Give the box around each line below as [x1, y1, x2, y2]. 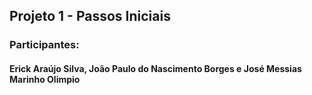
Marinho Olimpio [9, 73, 81, 85]
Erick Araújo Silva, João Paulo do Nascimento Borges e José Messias [9, 62, 302, 74]
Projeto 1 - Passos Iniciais [9, 8, 171, 25]
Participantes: [9, 38, 80, 52]
